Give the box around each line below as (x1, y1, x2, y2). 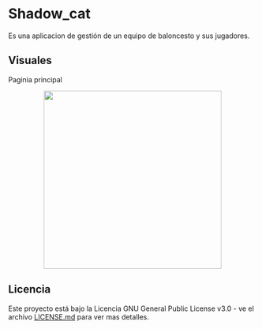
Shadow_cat (8, 5, 91, 23)
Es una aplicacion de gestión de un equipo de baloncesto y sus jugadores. (8, 31, 250, 40)
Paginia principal (8, 74, 63, 84)
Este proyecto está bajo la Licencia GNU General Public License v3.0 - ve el (8, 304, 254, 313)
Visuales (8, 54, 53, 67)
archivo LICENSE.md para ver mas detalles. (8, 312, 150, 321)
